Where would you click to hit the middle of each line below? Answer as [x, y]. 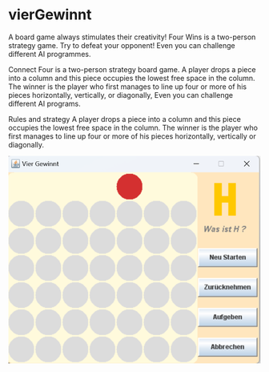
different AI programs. [45, 103]
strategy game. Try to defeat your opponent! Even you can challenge [122, 45]
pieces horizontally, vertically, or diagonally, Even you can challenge [121, 95]
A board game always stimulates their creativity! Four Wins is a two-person [132, 37]
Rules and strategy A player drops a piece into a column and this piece [125, 119]
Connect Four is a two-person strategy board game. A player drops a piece [132, 69]
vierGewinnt [50, 15]
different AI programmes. [50, 54]
